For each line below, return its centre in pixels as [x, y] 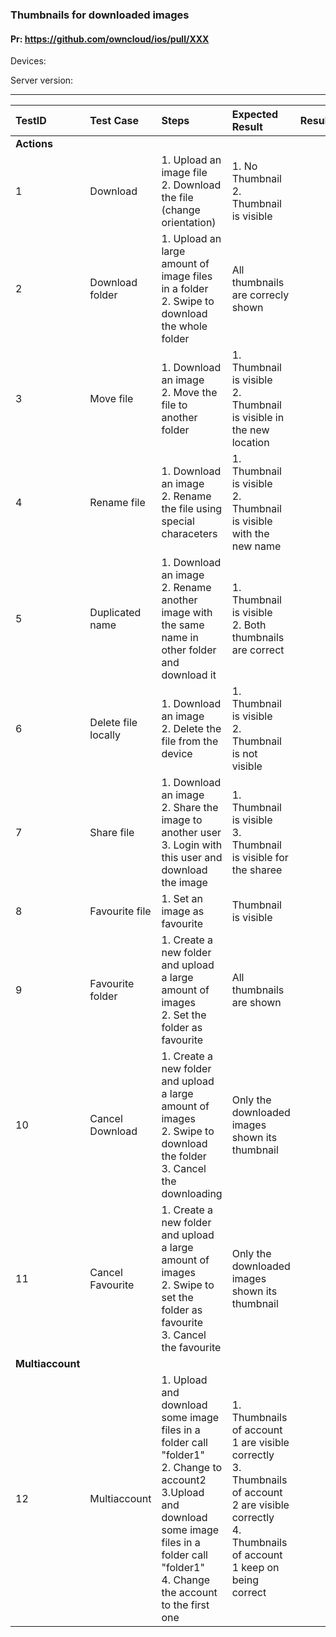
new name [256, 546]
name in [180, 638]
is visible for [260, 858]
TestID [31, 121]
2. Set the [184, 1015]
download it [189, 675]
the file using [192, 509]
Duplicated [115, 613]
